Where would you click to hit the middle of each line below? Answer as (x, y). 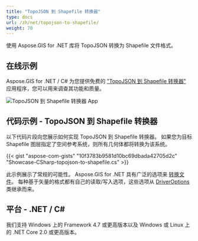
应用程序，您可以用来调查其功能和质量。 (55, 88)
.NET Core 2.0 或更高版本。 (46, 232)
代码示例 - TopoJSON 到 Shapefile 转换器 (82, 121)
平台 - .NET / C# (35, 209)
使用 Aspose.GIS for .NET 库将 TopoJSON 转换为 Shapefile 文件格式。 (91, 45)
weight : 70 (20, 28)
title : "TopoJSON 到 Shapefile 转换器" (53, 11)
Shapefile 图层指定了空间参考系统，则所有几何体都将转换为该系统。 (88, 144)
